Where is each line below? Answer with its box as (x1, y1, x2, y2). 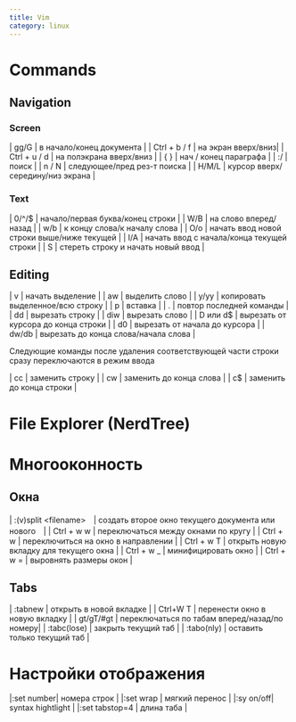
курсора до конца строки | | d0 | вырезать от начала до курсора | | (9, 319, 266, 330)
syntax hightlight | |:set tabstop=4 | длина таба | (9, 702, 188, 713)
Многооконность (9, 454, 144, 474)
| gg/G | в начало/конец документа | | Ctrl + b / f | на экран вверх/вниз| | (9, 142, 284, 152)
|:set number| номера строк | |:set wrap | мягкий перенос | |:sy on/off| (9, 693, 275, 704)
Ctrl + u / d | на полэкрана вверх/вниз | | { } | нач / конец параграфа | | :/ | (9, 152, 288, 162)
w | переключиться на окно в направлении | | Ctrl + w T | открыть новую (9, 536, 287, 546)
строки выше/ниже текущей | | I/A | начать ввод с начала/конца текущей (9, 232, 287, 242)
